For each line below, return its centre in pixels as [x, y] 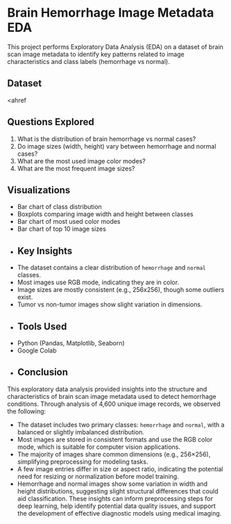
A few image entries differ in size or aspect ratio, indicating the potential [120, 469]
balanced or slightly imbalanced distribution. [80, 432]
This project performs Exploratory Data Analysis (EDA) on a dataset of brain [115, 47]
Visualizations [39, 190]
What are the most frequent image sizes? [76, 168]
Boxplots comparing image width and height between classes [105, 214]
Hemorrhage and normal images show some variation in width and [112, 484]
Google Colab [37, 350]
